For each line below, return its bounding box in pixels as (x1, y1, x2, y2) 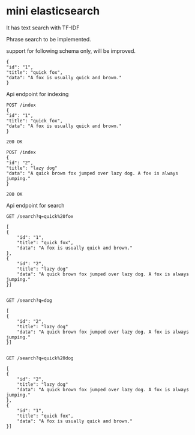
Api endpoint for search (6, 202, 65, 209)
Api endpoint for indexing (6, 90, 69, 97)
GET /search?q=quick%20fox (6, 213, 74, 220)
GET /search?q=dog (6, 297, 52, 304)
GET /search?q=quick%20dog (6, 355, 74, 361)
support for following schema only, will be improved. (6, 47, 136, 55)
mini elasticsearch (6, 4, 100, 18)
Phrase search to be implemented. (6, 35, 91, 43)
